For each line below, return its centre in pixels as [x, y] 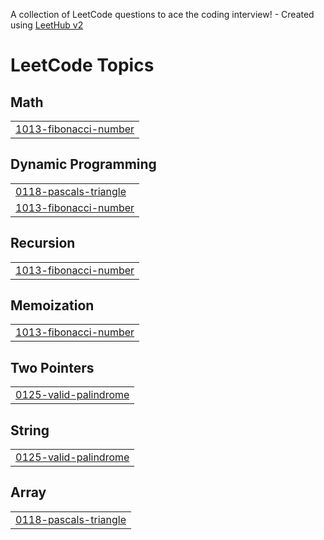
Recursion [43, 243]
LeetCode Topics [82, 65]
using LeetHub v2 [47, 25]
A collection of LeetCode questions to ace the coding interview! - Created [162, 14]
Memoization [52, 305]
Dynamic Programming [83, 164]
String [30, 430]
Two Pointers [52, 367]
